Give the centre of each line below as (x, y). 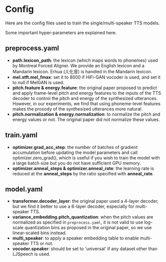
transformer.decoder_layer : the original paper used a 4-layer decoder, (85, 201)
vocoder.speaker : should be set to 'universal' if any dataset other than (85, 249)
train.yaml (21, 135)
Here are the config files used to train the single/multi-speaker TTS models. (83, 23)
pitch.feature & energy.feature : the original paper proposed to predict (85, 88)
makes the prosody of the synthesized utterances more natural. (77, 109)
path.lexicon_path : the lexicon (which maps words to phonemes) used (85, 60)
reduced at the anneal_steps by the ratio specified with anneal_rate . (83, 173)
